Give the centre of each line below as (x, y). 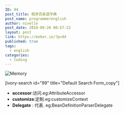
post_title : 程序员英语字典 (31, 14)
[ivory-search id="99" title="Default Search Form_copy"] (62, 83)
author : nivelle (21, 23)
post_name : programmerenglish (36, 19)
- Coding (18, 60)
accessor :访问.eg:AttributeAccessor (49, 93)
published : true (21, 42)
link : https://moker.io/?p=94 (36, 37)
